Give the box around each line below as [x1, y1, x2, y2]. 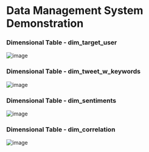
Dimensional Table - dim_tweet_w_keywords [6, 67, 141, 76]
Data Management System [6, 4, 144, 18]
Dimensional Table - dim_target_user [6, 38, 117, 47]
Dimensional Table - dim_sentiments [6, 96, 117, 105]
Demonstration [6, 16, 84, 30]
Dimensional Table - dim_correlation [6, 125, 116, 134]
